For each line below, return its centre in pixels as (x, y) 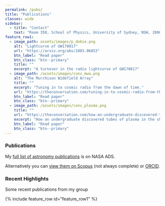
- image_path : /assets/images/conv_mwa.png (55, 74)
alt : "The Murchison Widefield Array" (54, 78)
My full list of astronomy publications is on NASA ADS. (60, 156)
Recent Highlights (27, 178)
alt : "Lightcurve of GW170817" (46, 46)
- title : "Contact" (29, 28)
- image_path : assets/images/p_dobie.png (53, 42)
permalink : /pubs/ (24, 10)
